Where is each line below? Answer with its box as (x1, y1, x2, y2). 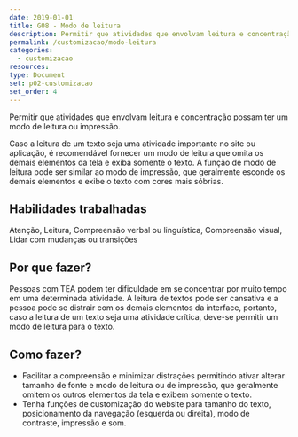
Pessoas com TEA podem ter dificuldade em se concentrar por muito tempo (9, 284, 287, 294)
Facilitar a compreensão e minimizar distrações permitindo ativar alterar (21, 370, 286, 381)
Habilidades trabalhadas (9, 201, 148, 216)
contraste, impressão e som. (21, 417, 127, 428)
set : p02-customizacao (9, 79, 93, 88)
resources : (9, 63, 50, 72)
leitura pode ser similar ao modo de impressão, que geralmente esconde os (9, 166, 286, 177)
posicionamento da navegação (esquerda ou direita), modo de (21, 408, 250, 418)
